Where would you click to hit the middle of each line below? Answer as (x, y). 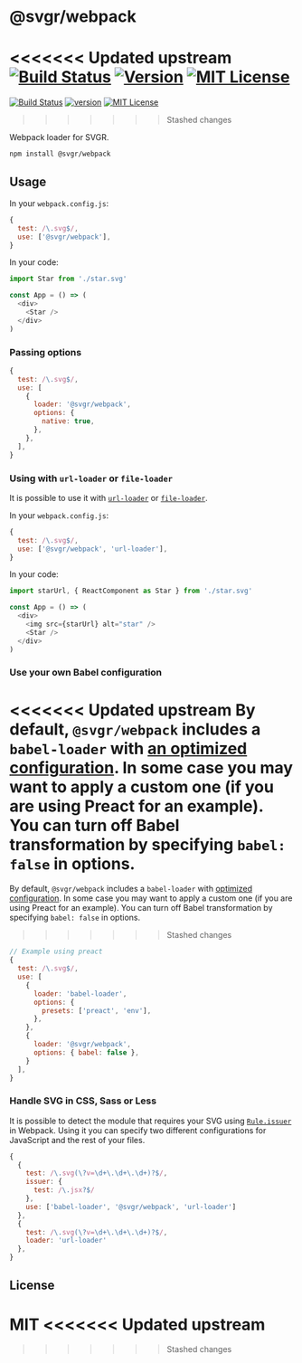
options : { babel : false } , (86, 1052)
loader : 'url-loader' (66, 1241)
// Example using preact (56, 951)
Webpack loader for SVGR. (59, 137)
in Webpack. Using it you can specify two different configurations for (138, 1130)
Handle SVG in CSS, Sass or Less (83, 1101)
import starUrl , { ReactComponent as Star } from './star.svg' (131, 591)
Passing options (46, 352)
